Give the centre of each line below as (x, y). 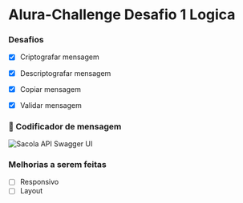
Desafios (26, 40)
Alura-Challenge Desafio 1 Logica (122, 15)
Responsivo (39, 182)
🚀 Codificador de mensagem (65, 126)
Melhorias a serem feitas (57, 164)
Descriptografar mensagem (65, 73)
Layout (31, 191)
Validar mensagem (51, 105)
